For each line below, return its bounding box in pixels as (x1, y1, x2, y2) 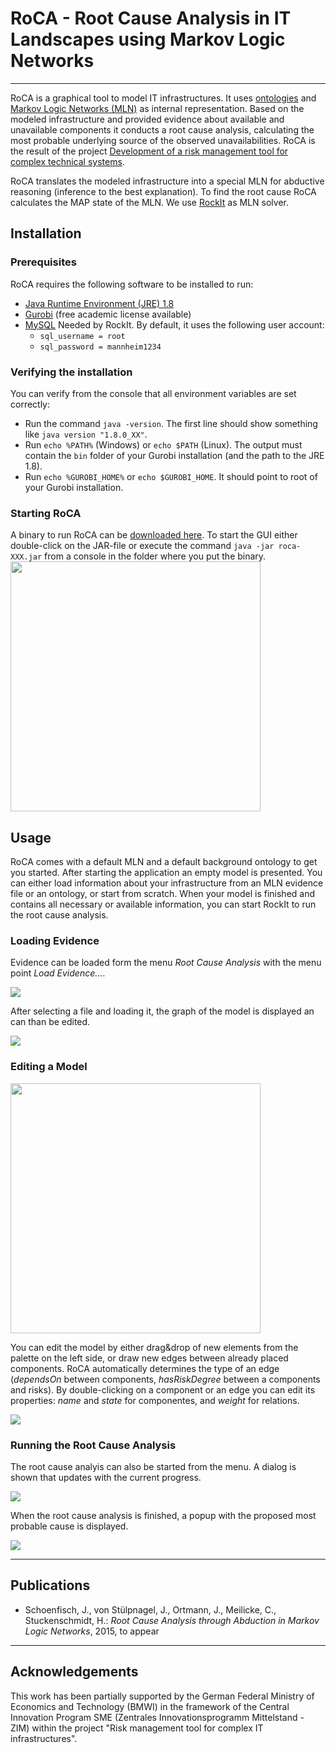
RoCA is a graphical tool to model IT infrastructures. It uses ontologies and (10, 92, 317, 104)
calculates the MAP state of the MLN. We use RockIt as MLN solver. (10, 196, 289, 208)
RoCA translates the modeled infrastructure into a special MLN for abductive (10, 175, 325, 187)
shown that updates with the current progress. (10, 1471, 202, 1483)
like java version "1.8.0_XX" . (24, 428, 148, 440)
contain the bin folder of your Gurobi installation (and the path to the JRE (24, 449, 325, 461)
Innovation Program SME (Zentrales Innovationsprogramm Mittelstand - (10, 1711, 305, 1723)
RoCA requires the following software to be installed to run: (10, 278, 254, 290)
